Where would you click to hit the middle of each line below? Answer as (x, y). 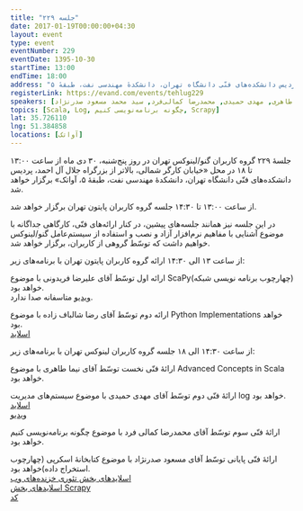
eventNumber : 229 (43, 51)
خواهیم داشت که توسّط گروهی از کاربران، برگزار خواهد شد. (110, 243)
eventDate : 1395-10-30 (53, 59)
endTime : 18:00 (39, 76)
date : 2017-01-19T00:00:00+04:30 (73, 26)
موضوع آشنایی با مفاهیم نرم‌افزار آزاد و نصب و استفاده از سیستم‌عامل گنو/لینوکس (147, 233)
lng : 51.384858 (39, 127)
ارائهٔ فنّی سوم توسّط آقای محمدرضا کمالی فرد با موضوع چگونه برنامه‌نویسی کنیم (145, 432)
